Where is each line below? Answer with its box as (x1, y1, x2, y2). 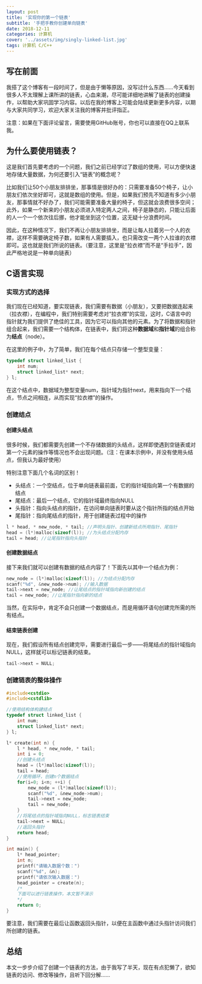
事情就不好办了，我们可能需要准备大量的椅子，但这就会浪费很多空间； (22, 198, 196, 206)
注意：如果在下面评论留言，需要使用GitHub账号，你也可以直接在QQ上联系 (6, 119, 190, 126)
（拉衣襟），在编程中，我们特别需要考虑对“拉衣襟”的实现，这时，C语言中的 (6, 310, 191, 317)
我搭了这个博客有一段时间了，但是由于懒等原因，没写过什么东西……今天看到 (6, 83, 195, 90)
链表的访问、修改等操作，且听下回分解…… (6, 971, 111, 978)
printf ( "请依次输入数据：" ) (17, 874, 80, 880)
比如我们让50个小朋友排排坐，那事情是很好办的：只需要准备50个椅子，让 (6, 183, 188, 191)
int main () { (6, 846, 39, 852)
